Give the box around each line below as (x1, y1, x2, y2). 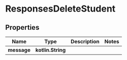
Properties (5, 23, 40, 32)
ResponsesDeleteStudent (5, 3, 116, 15)
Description (70, 38, 100, 45)
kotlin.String (35, 46, 66, 53)
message (8, 46, 30, 53)
